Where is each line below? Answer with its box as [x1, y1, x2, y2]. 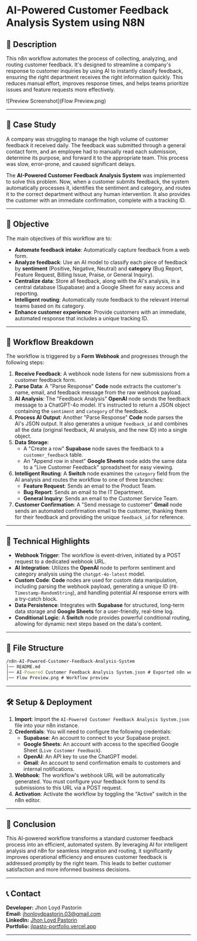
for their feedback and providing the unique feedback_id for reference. [14, 514, 185, 521]
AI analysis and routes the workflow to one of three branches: [14, 476, 164, 483]
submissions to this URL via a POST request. [14, 784, 123, 791]
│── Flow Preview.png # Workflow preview [6, 675, 109, 681]
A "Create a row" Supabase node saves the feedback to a [23, 445, 164, 452]
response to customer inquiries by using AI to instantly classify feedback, [6, 67, 184, 74]
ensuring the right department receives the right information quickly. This [6, 74, 184, 80]
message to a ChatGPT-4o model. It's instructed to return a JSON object [14, 401, 190, 408]
